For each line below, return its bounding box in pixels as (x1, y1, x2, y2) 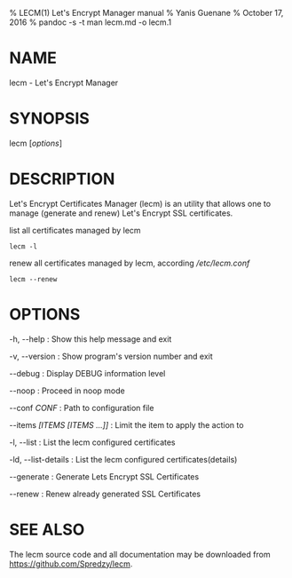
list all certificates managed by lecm (9, 225, 141, 235)
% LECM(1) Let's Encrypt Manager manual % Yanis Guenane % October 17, (9, 8, 284, 18)
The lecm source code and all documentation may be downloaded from (9, 549, 271, 559)
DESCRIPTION (9, 169, 115, 189)
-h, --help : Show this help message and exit (9, 333, 172, 344)
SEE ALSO (9, 519, 85, 540)
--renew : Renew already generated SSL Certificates (9, 488, 201, 499)
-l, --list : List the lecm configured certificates (9, 437, 176, 447)
